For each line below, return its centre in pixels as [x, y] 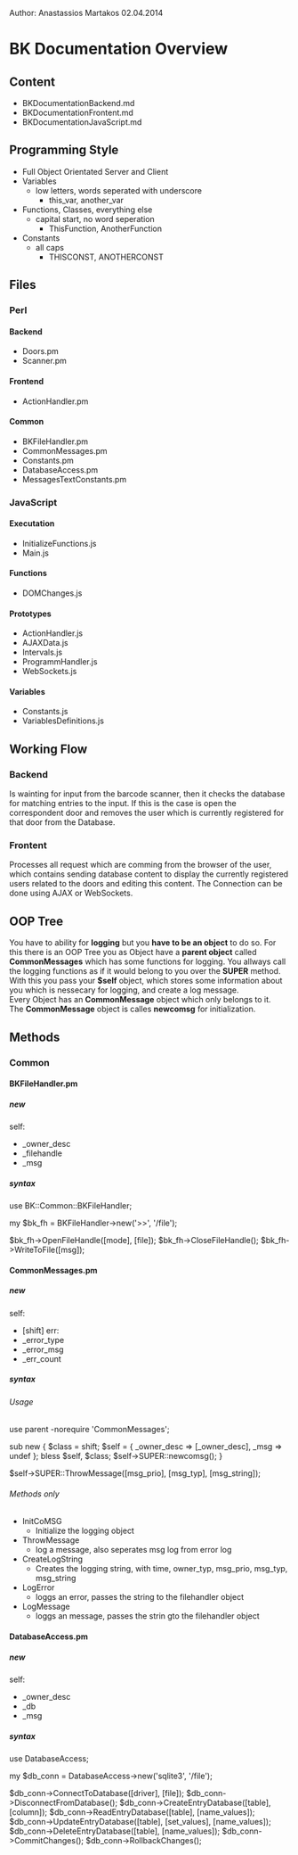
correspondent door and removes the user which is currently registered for [147, 813]
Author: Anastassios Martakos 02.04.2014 [86, 13]
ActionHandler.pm [55, 401]
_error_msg [43, 1349]
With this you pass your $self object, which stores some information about [146, 981]
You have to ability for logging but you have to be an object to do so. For [143, 943]
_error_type [43, 1340]
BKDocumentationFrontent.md [77, 112]
